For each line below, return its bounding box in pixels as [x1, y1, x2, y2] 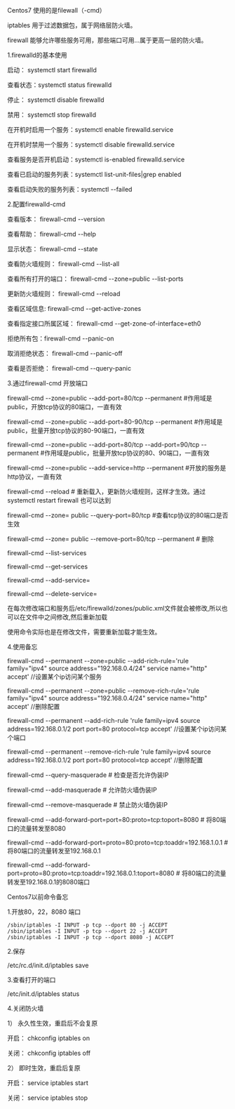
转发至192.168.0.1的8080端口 [7, 878, 90, 886]
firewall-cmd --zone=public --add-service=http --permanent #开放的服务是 [7, 464, 227, 472]
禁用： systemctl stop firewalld [7, 111, 97, 119]
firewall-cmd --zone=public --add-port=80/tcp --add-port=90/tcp [7, 441, 200, 449]
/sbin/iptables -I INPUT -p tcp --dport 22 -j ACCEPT [7, 928, 168, 935]
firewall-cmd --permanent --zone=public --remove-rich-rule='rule [7, 686, 200, 695]
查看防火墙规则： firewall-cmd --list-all [7, 260, 120, 268]
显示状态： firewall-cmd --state [7, 245, 98, 253]
